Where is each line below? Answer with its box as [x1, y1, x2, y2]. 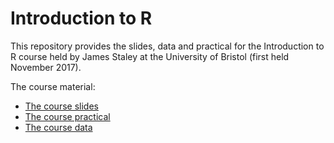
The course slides [24, 100, 99, 112]
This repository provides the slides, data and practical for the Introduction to [10, 40, 325, 52]
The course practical [24, 110, 111, 122]
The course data [24, 121, 93, 133]
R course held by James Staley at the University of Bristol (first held [10, 50, 290, 62]
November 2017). [10, 61, 82, 73]
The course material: [10, 80, 96, 92]
